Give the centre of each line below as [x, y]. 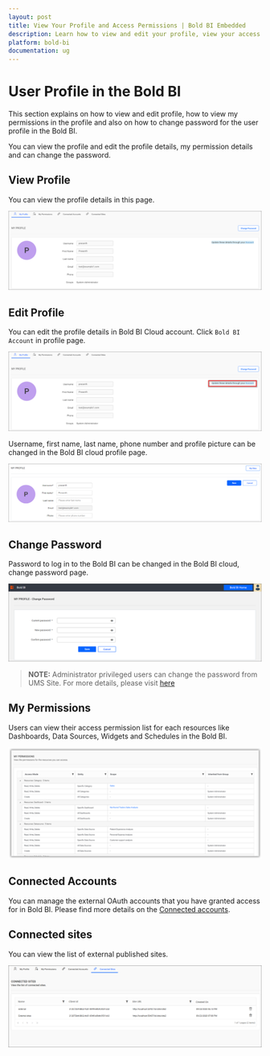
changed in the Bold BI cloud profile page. [78, 452]
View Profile [39, 180]
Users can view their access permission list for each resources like [119, 727]
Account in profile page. [47, 341]
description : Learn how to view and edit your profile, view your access [135, 34]
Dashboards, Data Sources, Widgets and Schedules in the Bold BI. [118, 736]
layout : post [30, 17]
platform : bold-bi [39, 43]
